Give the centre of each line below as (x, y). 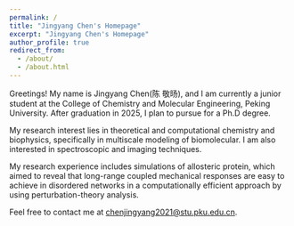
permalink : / (33, 17)
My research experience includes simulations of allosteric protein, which (142, 166)
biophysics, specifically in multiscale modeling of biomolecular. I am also (143, 140)
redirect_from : (37, 51)
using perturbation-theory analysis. (74, 194)
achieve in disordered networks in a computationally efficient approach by (146, 185)
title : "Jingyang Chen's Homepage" (75, 26)
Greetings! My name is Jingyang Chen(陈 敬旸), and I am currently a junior (145, 93)
